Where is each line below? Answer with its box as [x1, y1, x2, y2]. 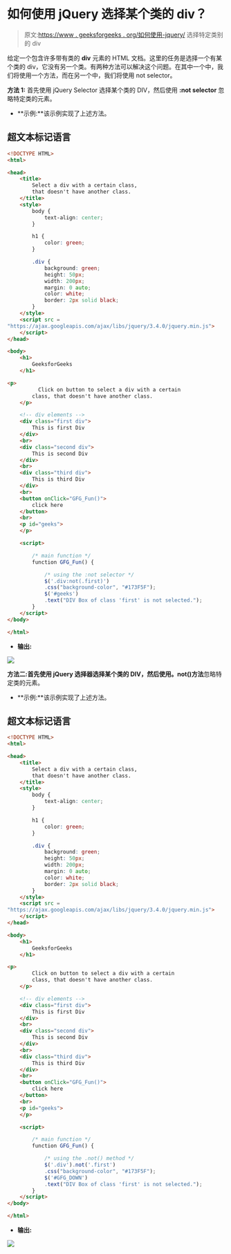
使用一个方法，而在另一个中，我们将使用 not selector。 [19, 71, 176, 80]
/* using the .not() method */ [44, 1155, 135, 1162]
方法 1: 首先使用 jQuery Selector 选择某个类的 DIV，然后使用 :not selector [7, 86, 217, 94]
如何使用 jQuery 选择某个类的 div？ [7, 6, 207, 22]
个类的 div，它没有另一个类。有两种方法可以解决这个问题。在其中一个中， [7, 62, 218, 71]
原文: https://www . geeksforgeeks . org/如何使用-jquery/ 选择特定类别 [24, 30, 223, 39]
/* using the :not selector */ [44, 571, 135, 578]
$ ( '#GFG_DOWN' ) [44, 1174, 89, 1181]
